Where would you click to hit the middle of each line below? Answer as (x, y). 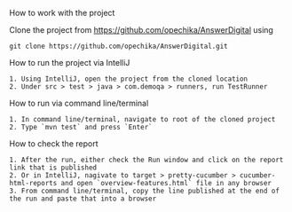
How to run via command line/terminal (79, 103)
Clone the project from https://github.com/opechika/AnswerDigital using (141, 30)
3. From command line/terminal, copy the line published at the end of (144, 191)
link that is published (53, 168)
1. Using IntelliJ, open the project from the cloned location (129, 79)
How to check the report (54, 144)
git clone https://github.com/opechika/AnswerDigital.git (118, 46)
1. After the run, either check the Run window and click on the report (146, 160)
